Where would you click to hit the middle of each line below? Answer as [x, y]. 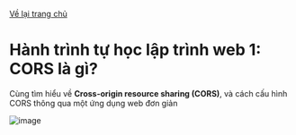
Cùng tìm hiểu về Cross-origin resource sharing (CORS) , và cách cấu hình [148, 93]
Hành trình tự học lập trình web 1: [135, 50]
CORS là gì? [54, 69]
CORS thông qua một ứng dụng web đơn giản [94, 103]
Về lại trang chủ [38, 14]
